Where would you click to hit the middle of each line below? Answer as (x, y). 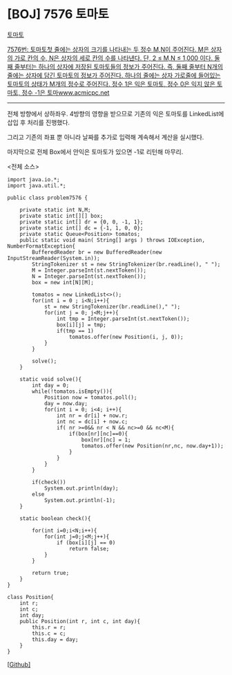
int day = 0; (51, 385)
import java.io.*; (33, 179)
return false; (89, 548)
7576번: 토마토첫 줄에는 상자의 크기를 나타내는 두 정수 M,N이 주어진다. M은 (108, 49)
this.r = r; (49, 627)
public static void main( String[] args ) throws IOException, (113, 240)
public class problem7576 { (48, 198)
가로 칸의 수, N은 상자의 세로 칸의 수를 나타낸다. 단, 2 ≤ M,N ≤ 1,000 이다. (114, 58)
